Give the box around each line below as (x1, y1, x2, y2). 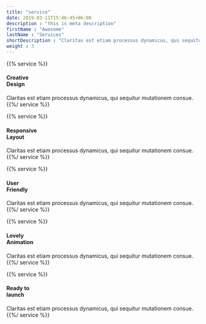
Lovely (6, 232, 25, 239)
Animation (6, 239, 34, 246)
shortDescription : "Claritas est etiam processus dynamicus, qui (6, 37, 180, 44)
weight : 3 (6, 44, 34, 50)
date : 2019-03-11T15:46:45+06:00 (6, 15, 92, 21)
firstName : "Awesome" (6, 26, 64, 33)
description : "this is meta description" (6, 20, 116, 26)
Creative (6, 74, 29, 82)
